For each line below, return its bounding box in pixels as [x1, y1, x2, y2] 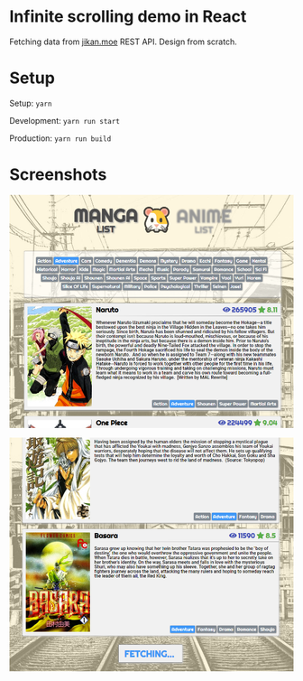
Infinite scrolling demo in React [9, 6, 247, 27]
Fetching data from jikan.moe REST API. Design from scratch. [9, 36, 237, 47]
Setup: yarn [9, 98, 52, 108]
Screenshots [9, 164, 107, 185]
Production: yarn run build [9, 133, 112, 144]
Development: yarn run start [9, 115, 120, 126]
